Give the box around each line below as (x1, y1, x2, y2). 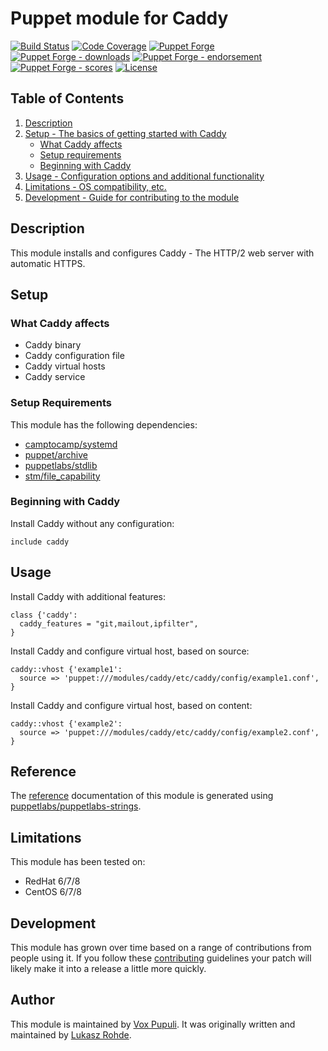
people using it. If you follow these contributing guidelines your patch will (10, 952, 312, 964)
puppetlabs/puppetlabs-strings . (10, 800, 142, 812)
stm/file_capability (24, 470, 101, 482)
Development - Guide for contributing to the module (24, 191, 240, 203)
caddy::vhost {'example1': (10, 664, 123, 674)
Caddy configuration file (24, 350, 125, 362)
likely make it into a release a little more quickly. (10, 963, 207, 975)
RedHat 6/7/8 (24, 875, 81, 887)
